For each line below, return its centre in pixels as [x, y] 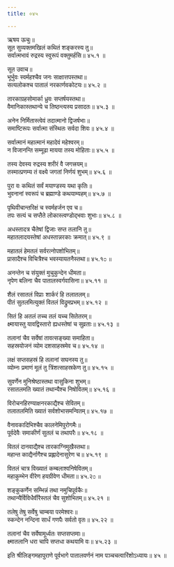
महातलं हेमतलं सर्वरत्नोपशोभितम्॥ [43, 250]
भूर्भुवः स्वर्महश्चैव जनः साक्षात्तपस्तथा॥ [47, 77]
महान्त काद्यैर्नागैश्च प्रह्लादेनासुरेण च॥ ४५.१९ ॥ [57, 454]
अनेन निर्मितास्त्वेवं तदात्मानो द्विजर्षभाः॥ [49, 120]
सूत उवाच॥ [20, 69]
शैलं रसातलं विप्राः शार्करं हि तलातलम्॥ [48, 294]
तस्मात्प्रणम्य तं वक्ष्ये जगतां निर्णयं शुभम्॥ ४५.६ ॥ [60, 172]
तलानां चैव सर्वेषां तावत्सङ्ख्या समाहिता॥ [51, 337]
